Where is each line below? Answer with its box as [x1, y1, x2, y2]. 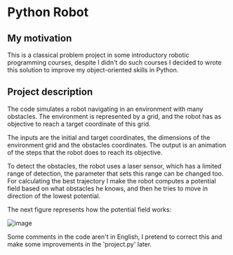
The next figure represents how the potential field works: [7, 205, 172, 214]
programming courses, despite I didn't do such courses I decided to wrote [7, 58, 222, 67]
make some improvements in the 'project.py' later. [7, 240, 152, 248]
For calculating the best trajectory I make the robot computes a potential [7, 176, 216, 185]
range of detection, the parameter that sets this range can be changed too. [7, 169, 224, 178]
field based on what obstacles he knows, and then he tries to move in [7, 184, 208, 192]
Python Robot [7, 4, 89, 20]
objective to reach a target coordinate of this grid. [7, 119, 151, 128]
